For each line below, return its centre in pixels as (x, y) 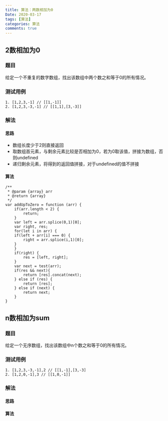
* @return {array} (27, 196)
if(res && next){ (32, 271)
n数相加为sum (28, 318)
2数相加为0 (23, 50)
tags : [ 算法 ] (18, 19)
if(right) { (27, 253)
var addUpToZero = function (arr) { (43, 205)
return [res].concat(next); (52, 275)
